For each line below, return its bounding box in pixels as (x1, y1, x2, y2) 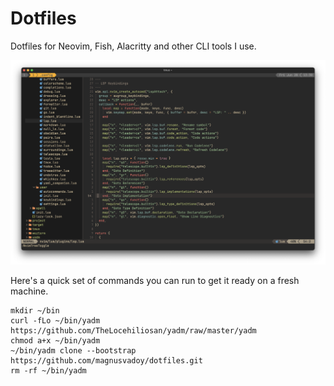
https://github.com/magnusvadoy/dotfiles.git (10, 356, 203, 366)
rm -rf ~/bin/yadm (10, 366, 87, 376)
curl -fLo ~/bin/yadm (10, 316, 101, 326)
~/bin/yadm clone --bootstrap (10, 346, 137, 356)
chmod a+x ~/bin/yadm (10, 336, 101, 346)
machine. (10, 285, 49, 297)
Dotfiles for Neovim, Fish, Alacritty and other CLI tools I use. (10, 40, 257, 52)
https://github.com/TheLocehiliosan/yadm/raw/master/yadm (10, 326, 257, 336)
